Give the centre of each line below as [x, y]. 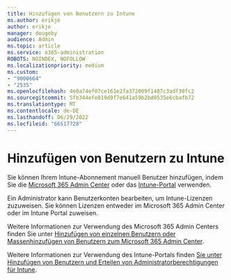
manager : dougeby [32, 33]
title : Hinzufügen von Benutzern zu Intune [71, 14]
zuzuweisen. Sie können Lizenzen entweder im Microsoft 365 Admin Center [116, 205]
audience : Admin [31, 40]
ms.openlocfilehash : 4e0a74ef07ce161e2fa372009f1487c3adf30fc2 [101, 91]
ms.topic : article [34, 46]
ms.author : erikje [34, 20]
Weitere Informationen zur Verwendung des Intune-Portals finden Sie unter [115, 255]
